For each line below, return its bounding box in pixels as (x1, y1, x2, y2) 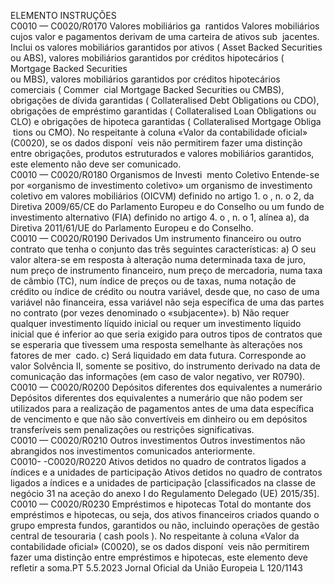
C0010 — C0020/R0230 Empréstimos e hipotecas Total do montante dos (10, 498, 312, 510)
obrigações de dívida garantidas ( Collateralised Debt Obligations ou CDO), (10, 95, 320, 106)
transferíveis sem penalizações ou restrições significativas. (10, 424, 255, 435)
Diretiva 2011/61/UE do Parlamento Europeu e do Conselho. (10, 222, 254, 234)
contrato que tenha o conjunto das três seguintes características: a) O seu (10, 243, 317, 255)
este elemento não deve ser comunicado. (10, 158, 182, 170)
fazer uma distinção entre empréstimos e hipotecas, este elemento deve (10, 551, 308, 563)
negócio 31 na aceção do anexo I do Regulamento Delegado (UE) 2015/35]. (10, 488, 320, 499)
